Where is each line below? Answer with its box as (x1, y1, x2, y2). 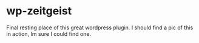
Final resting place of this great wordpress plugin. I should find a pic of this (6, 24, 194, 31)
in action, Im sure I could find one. (6, 30, 92, 37)
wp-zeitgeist (6, 4, 72, 18)
